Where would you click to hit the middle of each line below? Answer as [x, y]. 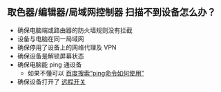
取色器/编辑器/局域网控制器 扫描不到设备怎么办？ [112, 12]
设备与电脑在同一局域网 [50, 38]
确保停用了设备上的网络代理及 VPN [67, 47]
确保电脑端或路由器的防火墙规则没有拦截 [75, 30]
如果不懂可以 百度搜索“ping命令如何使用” [86, 73]
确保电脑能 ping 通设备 [49, 65]
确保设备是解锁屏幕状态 [50, 56]
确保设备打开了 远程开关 [51, 82]
